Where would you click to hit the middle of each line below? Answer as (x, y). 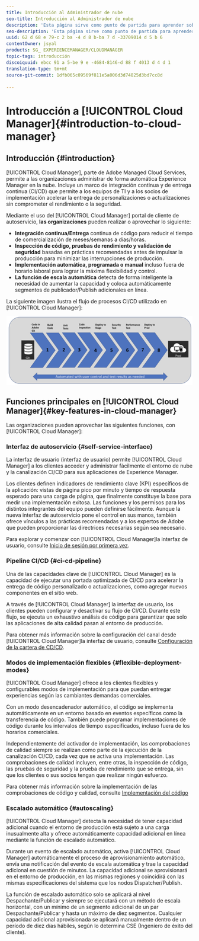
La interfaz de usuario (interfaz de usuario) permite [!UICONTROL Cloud (94, 460)
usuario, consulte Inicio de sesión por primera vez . (68, 546)
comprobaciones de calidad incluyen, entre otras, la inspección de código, (97, 762)
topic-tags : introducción (38, 56)
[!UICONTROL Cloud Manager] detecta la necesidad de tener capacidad (94, 821)
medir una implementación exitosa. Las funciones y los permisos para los (96, 502)
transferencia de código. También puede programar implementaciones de (96, 719)
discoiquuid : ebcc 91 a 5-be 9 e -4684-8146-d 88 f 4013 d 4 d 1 (88, 62)
